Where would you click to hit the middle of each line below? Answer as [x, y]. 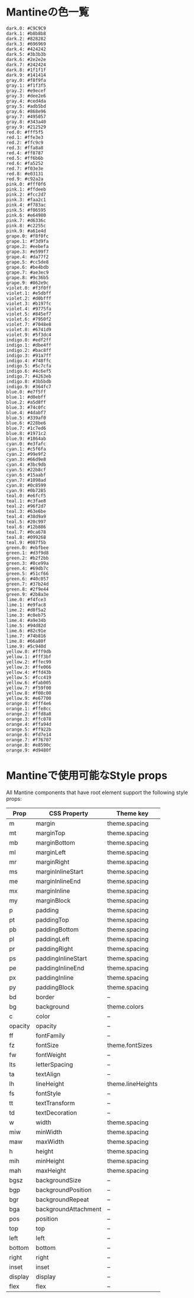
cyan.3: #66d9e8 [26, 459]
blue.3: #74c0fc [26, 407]
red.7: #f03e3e [25, 169]
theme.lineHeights [132, 1084]
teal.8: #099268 [26, 537]
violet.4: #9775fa [29, 309]
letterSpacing [54, 1064]
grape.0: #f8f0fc [28, 236]
